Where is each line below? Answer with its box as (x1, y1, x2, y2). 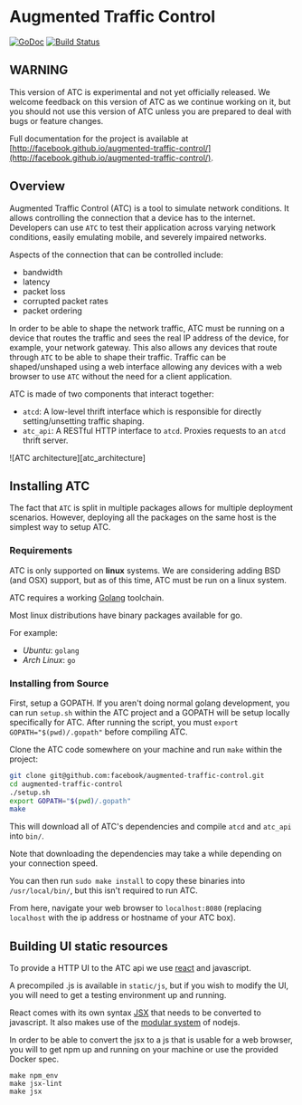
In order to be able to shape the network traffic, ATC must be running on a (9, 322, 285, 333)
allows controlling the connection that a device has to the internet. (9, 212, 256, 223)
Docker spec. (9, 1053, 60, 1065)
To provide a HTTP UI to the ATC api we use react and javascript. (9, 963, 251, 974)
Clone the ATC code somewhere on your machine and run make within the (9, 744, 283, 754)
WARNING (9, 62, 69, 78)
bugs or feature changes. (9, 115, 104, 126)
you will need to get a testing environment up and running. (9, 990, 227, 1001)
